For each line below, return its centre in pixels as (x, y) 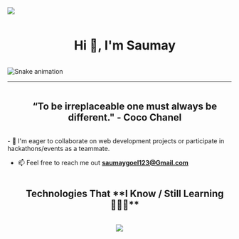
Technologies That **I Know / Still (103, 194)
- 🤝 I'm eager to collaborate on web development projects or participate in (116, 140)
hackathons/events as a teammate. (59, 148)
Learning (203, 194)
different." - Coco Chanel (125, 117)
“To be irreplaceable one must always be (125, 107)
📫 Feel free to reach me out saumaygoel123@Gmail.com (103, 162)
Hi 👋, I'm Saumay (125, 46)
